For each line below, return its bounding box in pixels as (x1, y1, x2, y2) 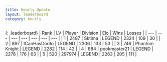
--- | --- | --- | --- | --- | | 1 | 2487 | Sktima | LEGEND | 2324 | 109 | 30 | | (11, 35, 160, 41)
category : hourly (5, 16, 42, 21)
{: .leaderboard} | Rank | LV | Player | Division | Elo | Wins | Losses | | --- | (5, 30, 157, 36)
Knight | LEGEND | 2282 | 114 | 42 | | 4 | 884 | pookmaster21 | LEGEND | (5, 46, 154, 52)
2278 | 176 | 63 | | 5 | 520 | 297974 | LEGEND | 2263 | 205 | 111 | (5, 51, 137, 57)
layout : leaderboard (5, 12, 49, 17)
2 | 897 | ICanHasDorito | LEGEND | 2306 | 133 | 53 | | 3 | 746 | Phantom (5, 41, 154, 47)
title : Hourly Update (5, 7, 51, 12)
